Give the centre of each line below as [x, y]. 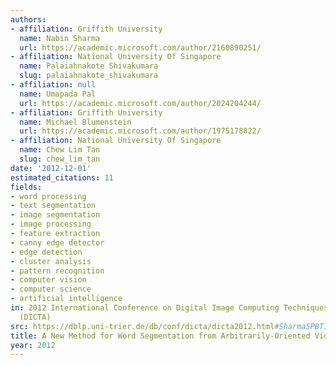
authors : [28, 19]
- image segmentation [55, 215]
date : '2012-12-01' [51, 168]
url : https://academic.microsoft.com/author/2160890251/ [140, 47]
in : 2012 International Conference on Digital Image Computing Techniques [169, 308]
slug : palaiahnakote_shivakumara [89, 76]
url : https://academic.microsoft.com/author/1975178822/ [140, 131]
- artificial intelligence [66, 299]
